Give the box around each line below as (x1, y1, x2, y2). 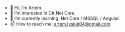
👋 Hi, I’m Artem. (10, 5, 43, 10)
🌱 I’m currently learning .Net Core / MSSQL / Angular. (10, 15, 120, 21)
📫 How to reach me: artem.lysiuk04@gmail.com (10, 21, 111, 27)
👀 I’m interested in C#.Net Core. (10, 10, 76, 16)
